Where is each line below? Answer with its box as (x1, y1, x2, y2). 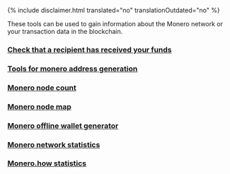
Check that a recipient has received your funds (7, 45, 172, 54)
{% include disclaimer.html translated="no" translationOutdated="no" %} (7, 6, 221, 14)
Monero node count (7, 83, 76, 93)
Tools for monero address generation (7, 64, 138, 74)
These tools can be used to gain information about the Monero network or (7, 20, 223, 28)
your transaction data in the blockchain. (7, 28, 123, 35)
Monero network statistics (7, 139, 100, 149)
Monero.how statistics (7, 158, 87, 168)
